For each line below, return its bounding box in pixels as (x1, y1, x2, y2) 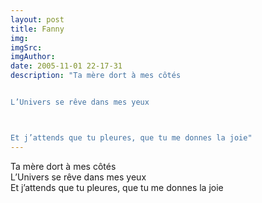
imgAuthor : (10, 52, 56, 62)
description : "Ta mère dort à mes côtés (10, 71, 182, 81)
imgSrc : (10, 42, 43, 53)
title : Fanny (10, 24, 65, 34)
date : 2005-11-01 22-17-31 (10, 61, 123, 71)
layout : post (10, 14, 65, 25)
